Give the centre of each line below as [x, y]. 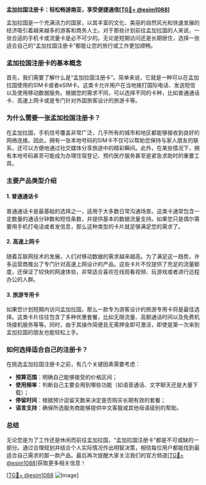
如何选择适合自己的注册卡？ [47, 350]
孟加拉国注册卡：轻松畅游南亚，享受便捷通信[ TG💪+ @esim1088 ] [88, 10]
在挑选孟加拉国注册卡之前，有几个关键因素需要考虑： [74, 364]
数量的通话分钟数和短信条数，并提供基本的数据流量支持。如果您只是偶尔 [103, 219]
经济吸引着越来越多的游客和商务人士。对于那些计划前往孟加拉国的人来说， [100, 30]
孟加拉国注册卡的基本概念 [44, 63]
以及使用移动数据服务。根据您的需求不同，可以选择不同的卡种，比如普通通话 [103, 93]
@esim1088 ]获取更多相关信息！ [46, 463]
